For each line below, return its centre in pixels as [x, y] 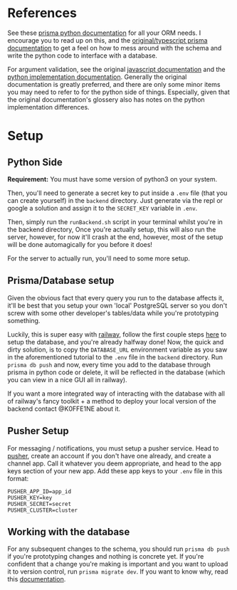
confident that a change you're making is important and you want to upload [118, 564]
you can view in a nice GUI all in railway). [67, 379]
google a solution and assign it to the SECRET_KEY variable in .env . [102, 208]
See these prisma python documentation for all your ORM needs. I [104, 33]
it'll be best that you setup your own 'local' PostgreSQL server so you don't [117, 305]
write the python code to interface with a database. [83, 56]
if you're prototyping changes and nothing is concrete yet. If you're [106, 557]
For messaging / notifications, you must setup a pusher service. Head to [113, 448]
